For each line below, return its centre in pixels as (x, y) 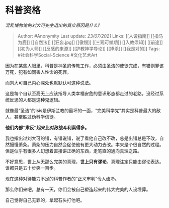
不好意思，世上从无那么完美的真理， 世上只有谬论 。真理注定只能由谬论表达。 (84, 162)
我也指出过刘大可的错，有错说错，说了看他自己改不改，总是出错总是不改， (82, 138)
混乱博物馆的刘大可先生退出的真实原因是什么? (53, 25)
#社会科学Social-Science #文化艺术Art (57, 55)
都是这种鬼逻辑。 (45, 99)
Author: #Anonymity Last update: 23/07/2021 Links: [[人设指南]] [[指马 (90, 36)
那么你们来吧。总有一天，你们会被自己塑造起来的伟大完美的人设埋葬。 (78, 189)
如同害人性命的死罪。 (49, 72)
